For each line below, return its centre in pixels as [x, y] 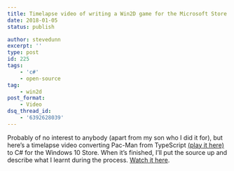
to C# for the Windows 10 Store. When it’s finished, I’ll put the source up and [117, 152]
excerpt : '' [25, 46]
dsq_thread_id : [29, 111]
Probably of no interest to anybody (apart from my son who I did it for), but [115, 137]
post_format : [26, 98]
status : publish [31, 27]
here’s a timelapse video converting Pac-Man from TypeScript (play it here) [116, 145]
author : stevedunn [34, 39]
